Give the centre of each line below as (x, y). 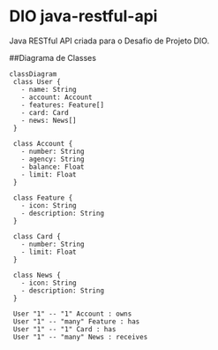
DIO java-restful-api (83, 16)
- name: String (49, 89)
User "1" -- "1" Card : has (64, 329)
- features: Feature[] (62, 105)
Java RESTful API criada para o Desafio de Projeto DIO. (109, 41)
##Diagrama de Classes (53, 57)
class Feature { (43, 198)
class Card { (37, 236)
